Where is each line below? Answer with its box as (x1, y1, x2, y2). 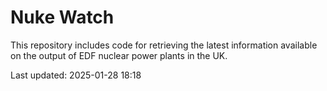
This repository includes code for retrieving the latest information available (10, 39, 318, 51)
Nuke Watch (10, 6, 115, 29)
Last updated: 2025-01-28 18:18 (10, 69, 142, 81)
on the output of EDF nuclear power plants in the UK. (10, 49, 228, 61)
